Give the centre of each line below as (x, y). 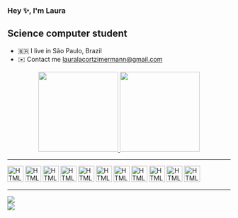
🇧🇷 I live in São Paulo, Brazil (60, 50)
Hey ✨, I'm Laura (36, 11)
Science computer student (67, 34)
